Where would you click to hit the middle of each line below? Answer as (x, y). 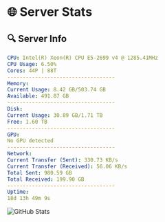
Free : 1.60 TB (27, 122)
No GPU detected (30, 141)
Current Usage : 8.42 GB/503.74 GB (57, 90)
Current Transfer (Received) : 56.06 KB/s (67, 166)
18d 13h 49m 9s (29, 199)
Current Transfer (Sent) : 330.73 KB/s (63, 160)
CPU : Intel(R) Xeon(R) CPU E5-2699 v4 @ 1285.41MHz (82, 58)
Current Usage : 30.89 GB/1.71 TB (55, 115)
